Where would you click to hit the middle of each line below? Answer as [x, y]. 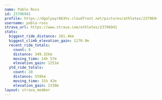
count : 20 [23, 72]
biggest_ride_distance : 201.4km [42, 37]
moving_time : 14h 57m [35, 59]
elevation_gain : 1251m [36, 63]
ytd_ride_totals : [26, 68]
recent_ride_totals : [29, 45]
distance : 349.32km [33, 54]
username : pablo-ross [26, 23]
